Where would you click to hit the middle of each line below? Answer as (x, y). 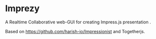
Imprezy (22, 9)
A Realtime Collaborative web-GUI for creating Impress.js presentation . (78, 22)
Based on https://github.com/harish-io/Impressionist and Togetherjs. (75, 31)
